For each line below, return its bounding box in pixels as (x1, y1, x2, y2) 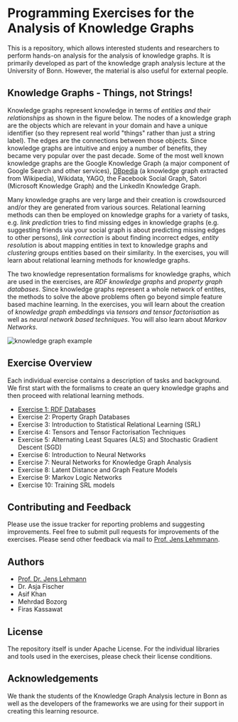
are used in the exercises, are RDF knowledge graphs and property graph (7, 277, 223, 286)
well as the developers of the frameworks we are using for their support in (7, 699, 225, 708)
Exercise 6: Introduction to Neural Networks (17, 450, 146, 459)
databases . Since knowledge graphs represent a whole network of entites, (7, 285, 226, 293)
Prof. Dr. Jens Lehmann (17, 575, 87, 583)
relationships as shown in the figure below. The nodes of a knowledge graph (7, 113, 232, 122)
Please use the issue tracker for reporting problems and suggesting (7, 520, 205, 528)
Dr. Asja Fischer (17, 582, 65, 591)
